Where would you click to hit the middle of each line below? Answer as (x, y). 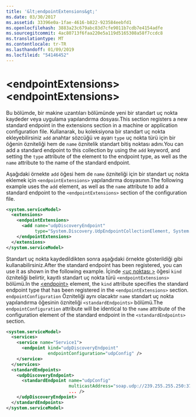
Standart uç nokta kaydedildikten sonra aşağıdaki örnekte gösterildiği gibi (94, 259)
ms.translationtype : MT (35, 39)
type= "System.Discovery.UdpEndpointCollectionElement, (103, 231)
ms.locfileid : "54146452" (37, 55)
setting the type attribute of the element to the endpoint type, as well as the (97, 156)
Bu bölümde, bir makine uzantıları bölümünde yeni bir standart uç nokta (92, 112)
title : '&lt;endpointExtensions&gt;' (52, 11)
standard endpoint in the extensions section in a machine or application (92, 125)
